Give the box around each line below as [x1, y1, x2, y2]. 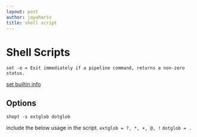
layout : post [6, 8, 39, 15]
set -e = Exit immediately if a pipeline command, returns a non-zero [6, 65, 185, 71]
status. [6, 70, 26, 76]
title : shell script [6, 20, 58, 26]
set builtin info [6, 81, 41, 88]
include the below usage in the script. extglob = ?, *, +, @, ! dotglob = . [6, 124, 192, 132]
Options [6, 98, 37, 108]
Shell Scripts [6, 45, 70, 59]
